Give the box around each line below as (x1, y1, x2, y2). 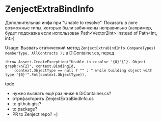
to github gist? (12, 100, 42, 106)
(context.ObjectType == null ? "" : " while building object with (14, 68, 153, 73)
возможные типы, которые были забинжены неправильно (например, (5, 24, 152, 30)
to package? (12, 106, 38, 112)
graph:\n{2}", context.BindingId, (5, 64, 76, 69)
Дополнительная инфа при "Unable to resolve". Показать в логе (5, 20, 138, 25)
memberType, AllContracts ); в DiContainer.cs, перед (5, 50, 114, 56)
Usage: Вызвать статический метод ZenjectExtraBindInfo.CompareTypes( (5, 45, 156, 50)
